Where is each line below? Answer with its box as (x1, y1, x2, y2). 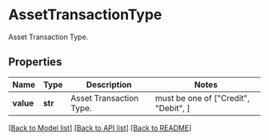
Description (86, 78, 132, 90)
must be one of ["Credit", (155, 92, 251, 103)
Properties (8, 55, 62, 69)
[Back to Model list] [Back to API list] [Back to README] (8, 122, 192, 133)
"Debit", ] (155, 102, 191, 114)
